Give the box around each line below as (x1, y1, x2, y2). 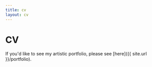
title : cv (5, 7, 27, 13)
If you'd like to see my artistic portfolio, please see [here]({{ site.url (5, 51, 147, 57)
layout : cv (5, 12, 29, 17)
